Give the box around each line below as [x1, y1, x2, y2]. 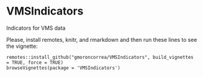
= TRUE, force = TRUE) [6, 59, 64, 65]
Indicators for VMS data [6, 24, 65, 32]
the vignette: [6, 42, 38, 50]
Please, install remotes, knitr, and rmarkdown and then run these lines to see [6, 36, 198, 43]
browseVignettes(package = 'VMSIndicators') [6, 65, 121, 71]
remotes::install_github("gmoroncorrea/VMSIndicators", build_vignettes [6, 54, 194, 60]
